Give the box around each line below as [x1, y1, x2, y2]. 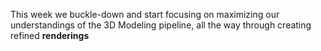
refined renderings [10, 30, 90, 41]
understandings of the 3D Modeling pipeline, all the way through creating [10, 19, 312, 31]
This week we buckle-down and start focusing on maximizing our [10, 9, 280, 20]
